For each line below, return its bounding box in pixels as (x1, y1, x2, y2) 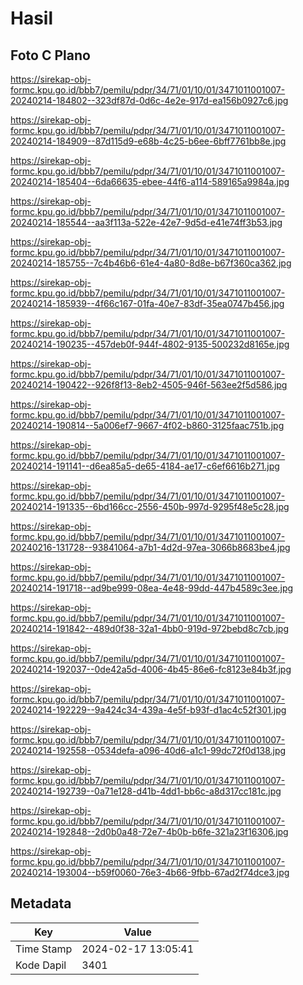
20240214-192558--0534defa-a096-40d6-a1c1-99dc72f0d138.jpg (10, 745, 287, 756)
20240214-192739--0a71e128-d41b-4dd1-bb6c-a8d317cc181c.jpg (10, 785, 282, 797)
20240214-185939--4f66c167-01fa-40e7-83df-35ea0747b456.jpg (10, 298, 285, 309)
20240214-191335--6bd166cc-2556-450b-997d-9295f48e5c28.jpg (10, 501, 290, 512)
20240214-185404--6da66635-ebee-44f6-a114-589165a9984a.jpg (10, 176, 290, 187)
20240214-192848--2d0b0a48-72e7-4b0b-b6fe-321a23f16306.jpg (10, 826, 289, 837)
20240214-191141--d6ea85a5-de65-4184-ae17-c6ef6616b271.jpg (10, 460, 280, 472)
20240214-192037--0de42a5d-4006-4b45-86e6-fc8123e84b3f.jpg (10, 663, 292, 675)
